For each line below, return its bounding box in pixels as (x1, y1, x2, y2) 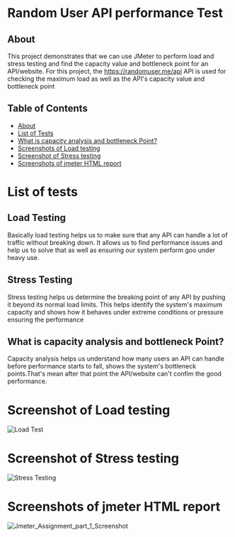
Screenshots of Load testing (17, 144, 101, 152)
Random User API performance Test (7, 5, 224, 21)
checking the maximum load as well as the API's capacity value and (7, 74, 205, 83)
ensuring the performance (7, 315, 84, 324)
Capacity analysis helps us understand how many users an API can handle (7, 354, 225, 363)
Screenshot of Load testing (7, 402, 171, 418)
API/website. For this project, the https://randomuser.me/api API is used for (7, 67, 227, 75)
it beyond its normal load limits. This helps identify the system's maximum (7, 300, 223, 309)
